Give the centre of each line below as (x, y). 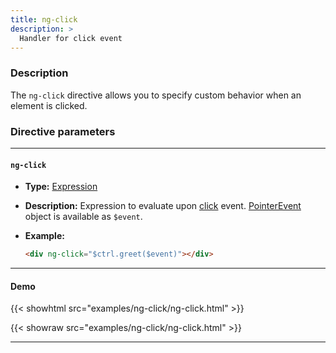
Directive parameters (63, 131)
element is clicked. (49, 105)
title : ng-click (44, 19)
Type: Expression (61, 187)
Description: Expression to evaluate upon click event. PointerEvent (163, 206)
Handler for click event (71, 38)
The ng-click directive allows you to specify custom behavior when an (156, 95)
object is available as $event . (83, 217)
